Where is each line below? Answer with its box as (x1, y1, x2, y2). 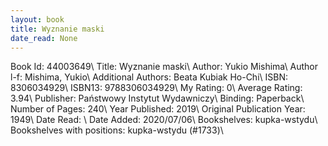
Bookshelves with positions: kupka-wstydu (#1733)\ (10, 124, 224, 136)
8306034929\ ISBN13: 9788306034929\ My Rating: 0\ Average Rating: (10, 82, 303, 94)
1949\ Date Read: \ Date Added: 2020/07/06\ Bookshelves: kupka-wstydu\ (10, 114, 318, 126)
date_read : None (10, 33, 78, 43)
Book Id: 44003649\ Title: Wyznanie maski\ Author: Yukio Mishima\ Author (10, 61, 318, 73)
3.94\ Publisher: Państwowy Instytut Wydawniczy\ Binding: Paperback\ (10, 92, 305, 105)
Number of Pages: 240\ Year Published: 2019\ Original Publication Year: (10, 103, 306, 115)
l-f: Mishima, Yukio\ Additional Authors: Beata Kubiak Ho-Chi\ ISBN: (10, 71, 289, 83)
